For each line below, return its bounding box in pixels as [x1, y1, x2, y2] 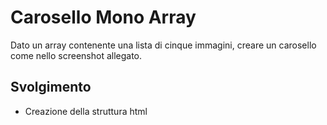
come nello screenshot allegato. [10, 49, 143, 61]
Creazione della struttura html [24, 105, 148, 117]
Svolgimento [10, 79, 92, 96]
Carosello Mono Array [10, 6, 197, 29]
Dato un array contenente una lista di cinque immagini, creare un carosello [10, 39, 317, 51]
